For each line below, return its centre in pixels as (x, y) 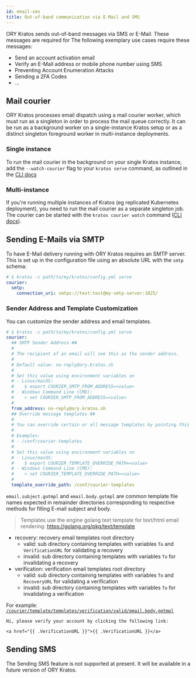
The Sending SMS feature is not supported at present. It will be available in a (98, 663)
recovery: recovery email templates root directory (74, 538)
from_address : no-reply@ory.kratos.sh (59, 408)
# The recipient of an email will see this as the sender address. (95, 354)
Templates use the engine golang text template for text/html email (100, 520)
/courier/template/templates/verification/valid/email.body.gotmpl (90, 611)
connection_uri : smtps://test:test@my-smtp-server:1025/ (87, 293)
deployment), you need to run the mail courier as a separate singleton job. (95, 209)
